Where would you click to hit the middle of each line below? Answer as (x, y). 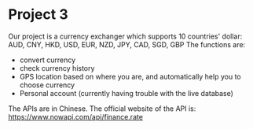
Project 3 (38, 15)
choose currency (47, 85)
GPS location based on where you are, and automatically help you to (130, 76)
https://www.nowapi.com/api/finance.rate (76, 116)
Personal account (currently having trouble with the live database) (126, 93)
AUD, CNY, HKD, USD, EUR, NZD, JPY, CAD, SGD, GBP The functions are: (127, 44)
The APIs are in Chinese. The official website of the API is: (102, 109)
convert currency (48, 60)
